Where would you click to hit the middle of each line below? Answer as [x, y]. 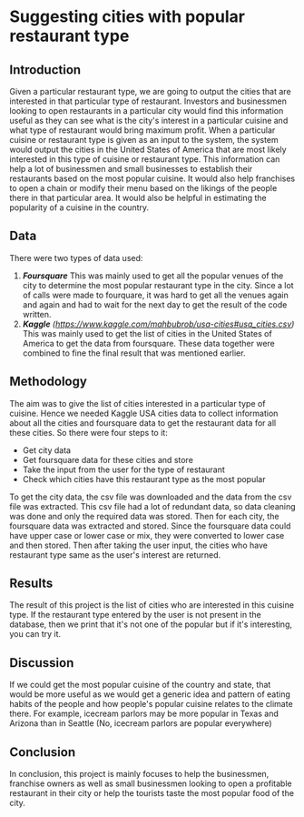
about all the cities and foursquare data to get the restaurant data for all [143, 423]
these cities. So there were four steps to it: [88, 432]
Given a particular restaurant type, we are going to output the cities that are [151, 91]
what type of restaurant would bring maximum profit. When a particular [142, 130]
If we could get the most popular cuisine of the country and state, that [140, 685]
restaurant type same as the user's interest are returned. [115, 555]
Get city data [46, 450]
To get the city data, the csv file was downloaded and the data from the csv [151, 497]
